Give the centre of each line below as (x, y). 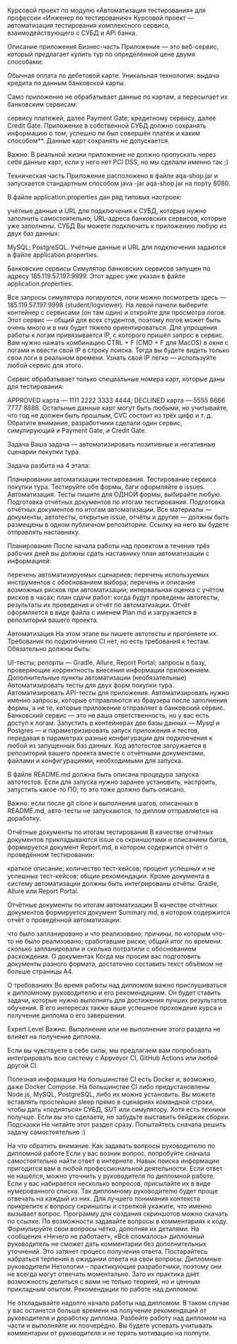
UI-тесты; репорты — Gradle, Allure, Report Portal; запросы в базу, (107, 662)
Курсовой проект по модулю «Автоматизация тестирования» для (107, 10)
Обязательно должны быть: (49, 649)
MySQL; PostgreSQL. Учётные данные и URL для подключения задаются (117, 247)
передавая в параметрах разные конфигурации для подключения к (110, 738)
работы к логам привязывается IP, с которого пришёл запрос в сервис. (116, 335)
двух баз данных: (34, 233)
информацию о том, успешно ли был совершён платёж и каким (104, 133)
